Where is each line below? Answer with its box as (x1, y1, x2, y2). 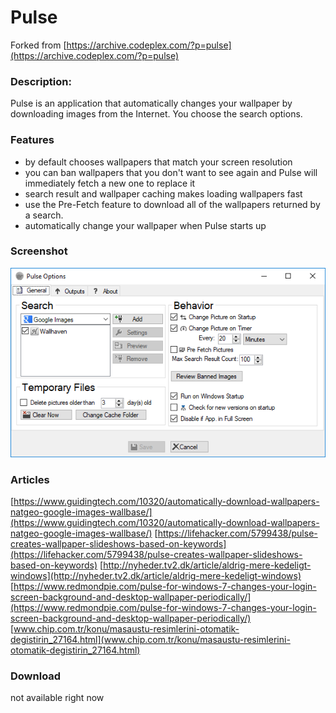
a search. (24, 209, 64, 221)
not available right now (10, 692, 105, 704)
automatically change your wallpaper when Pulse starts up (24, 219, 267, 231)
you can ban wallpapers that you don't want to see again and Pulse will (24, 166, 318, 178)
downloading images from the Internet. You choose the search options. (10, 108, 303, 120)
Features (10, 133, 55, 147)
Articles (10, 472, 50, 486)
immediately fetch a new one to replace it (24, 177, 196, 189)
